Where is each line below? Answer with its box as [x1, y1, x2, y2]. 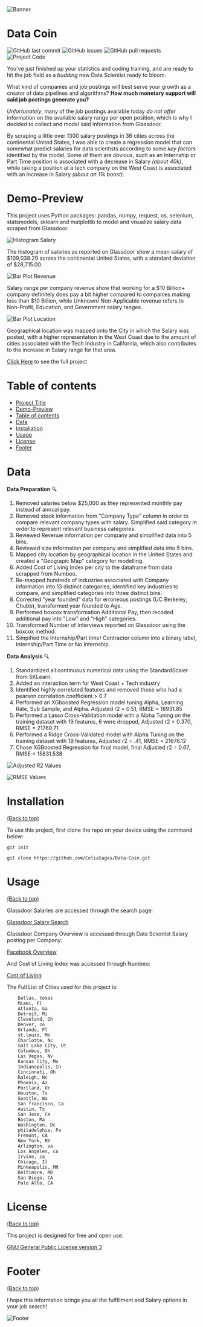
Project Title [15, 399, 46, 406]
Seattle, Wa [18, 1095, 48, 1102]
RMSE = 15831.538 [15, 750, 63, 757]
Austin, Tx [18, 1106, 45, 1112]
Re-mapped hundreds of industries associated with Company [15, 576, 169, 583]
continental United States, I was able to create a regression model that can [7, 138, 193, 146]
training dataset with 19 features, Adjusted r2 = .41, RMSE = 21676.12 [15, 737, 187, 744]
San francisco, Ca [18, 1100, 64, 1107]
